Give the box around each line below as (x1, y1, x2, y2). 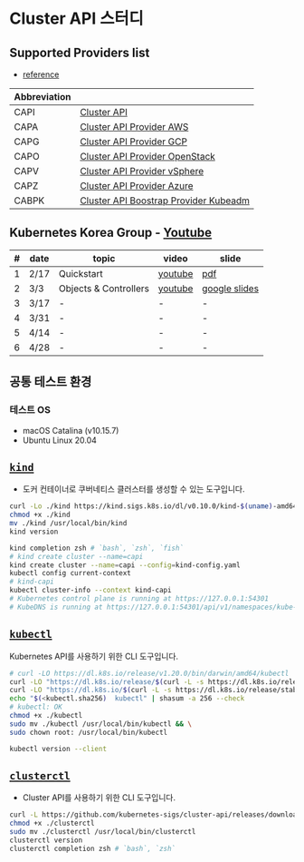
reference (22, 69, 60, 80)
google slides (202, 282, 260, 295)
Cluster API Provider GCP (80, 135, 188, 148)
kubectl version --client (9, 744, 107, 753)
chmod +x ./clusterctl (9, 818, 95, 828)
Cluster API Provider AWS (80, 121, 189, 132)
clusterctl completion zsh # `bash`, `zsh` (9, 844, 176, 853)
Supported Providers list (9, 44, 150, 60)
